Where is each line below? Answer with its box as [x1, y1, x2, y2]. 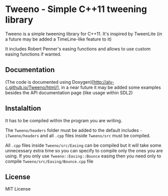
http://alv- [93, 79, 114, 85]
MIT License [5, 186, 31, 192]
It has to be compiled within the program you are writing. [5, 117, 122, 123]
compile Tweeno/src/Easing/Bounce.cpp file [5, 158, 94, 164]
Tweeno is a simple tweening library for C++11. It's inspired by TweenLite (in [5, 31, 162, 37]
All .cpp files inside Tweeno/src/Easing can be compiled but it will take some [5, 142, 161, 148]
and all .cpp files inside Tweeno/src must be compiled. [40, 132, 151, 138]
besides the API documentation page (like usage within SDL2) [5, 89, 133, 96]
